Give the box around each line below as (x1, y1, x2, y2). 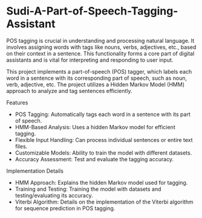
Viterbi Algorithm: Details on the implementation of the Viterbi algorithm (15, 198, 194, 205)
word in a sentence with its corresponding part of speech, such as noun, (6, 74, 187, 82)
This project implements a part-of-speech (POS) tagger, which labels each (6, 68, 192, 75)
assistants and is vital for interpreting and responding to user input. (6, 56, 174, 63)
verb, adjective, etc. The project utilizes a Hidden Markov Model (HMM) (6, 80, 184, 88)
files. (15, 143, 28, 150)
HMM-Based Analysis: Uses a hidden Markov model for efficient (15, 123, 175, 130)
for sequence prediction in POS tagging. (15, 204, 116, 212)
